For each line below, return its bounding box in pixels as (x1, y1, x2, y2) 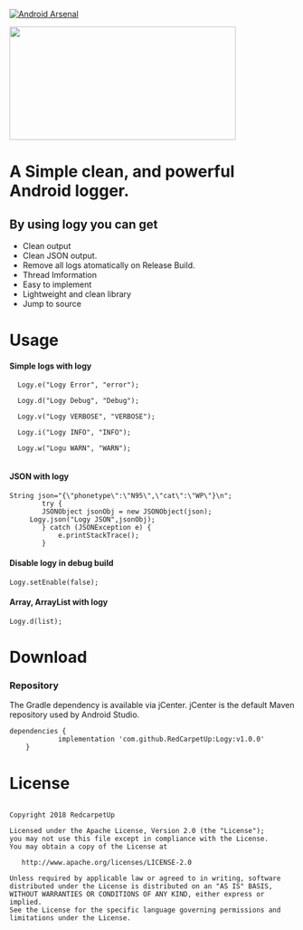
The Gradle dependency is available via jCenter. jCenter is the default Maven (9, 700, 295, 711)
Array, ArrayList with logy (9, 597, 109, 608)
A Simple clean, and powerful (9, 161, 235, 182)
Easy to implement (22, 279, 92, 290)
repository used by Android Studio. (9, 709, 140, 720)
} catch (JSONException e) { (42, 523, 152, 532)
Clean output (22, 241, 71, 251)
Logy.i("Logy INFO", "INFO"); (17, 428, 131, 437)
